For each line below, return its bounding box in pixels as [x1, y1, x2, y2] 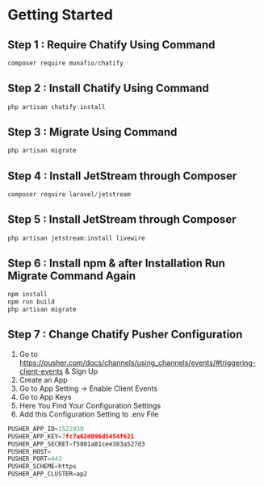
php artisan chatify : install [7, 103, 106, 111]
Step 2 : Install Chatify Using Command [7, 82, 209, 95]
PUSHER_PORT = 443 [7, 455, 62, 463]
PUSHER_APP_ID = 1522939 [7, 425, 84, 433]
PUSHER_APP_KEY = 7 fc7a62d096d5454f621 [7, 432, 135, 441]
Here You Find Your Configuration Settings [19, 400, 161, 410]
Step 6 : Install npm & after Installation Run [7, 257, 225, 270]
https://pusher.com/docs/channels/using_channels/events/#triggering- [19, 358, 256, 367]
